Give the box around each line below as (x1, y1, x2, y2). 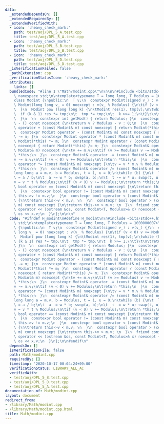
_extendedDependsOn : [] (9, 12, 58, 17)
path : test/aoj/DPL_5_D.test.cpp (14, 57, 82, 62)
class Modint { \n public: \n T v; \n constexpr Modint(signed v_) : (14, 98, 154, 103)
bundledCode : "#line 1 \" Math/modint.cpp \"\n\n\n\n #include (9, 89, 134, 94)
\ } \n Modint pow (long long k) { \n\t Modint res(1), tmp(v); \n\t (14, 107, 154, 112)
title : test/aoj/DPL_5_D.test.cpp (14, 62, 84, 66)
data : (5, 7, 16, 12)
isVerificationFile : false (9, 348, 64, 353)
